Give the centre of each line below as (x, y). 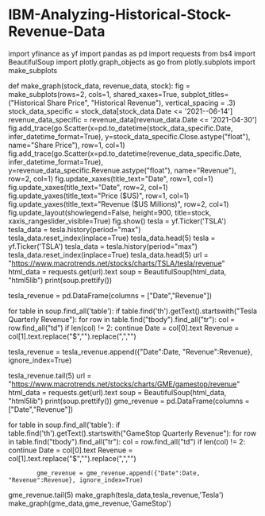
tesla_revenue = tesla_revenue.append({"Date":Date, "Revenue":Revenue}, (131, 351)
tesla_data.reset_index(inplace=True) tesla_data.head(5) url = (108, 254)
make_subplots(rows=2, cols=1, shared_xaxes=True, (94, 94)
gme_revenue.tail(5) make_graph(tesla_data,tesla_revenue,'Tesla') (116, 495)
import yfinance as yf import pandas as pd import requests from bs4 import (132, 53)
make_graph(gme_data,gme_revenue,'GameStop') (90, 503)
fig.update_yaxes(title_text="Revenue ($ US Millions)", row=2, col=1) (119, 204)
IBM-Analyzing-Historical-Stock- (120, 15)
